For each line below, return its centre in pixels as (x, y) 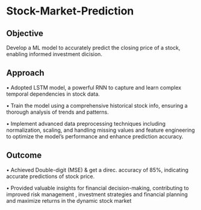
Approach (25, 73)
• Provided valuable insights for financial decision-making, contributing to (98, 188)
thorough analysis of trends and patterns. (58, 112)
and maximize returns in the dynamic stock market (69, 200)
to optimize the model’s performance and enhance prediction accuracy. (95, 136)
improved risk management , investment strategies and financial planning (97, 194)
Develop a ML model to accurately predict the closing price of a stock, (93, 48)
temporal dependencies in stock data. (53, 94)
